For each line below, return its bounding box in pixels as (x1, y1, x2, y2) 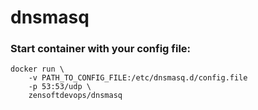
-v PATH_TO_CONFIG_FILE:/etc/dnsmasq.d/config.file (28, 73, 248, 83)
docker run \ (10, 64, 65, 75)
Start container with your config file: (10, 42, 192, 56)
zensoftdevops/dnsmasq (28, 91, 123, 101)
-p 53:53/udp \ (28, 82, 92, 92)
